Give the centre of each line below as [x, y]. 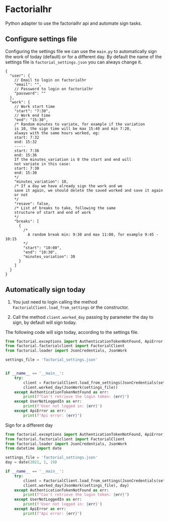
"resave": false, [32, 204]
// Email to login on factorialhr [50, 80]
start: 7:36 [27, 151]
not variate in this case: [43, 164]
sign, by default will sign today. [45, 322]
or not [21, 195]
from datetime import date [33, 448]
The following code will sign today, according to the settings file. [72, 332]
